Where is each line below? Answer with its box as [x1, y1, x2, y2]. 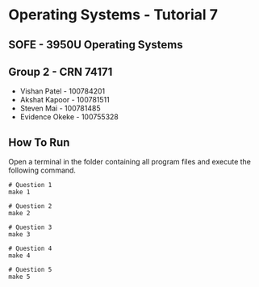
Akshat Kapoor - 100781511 [19, 95, 111, 105]
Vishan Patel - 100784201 [19, 86, 106, 96]
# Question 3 [8, 223, 52, 231]
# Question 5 [8, 266, 52, 274]
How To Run [8, 135, 70, 149]
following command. [8, 165, 77, 175]
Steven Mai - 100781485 [19, 103, 101, 114]
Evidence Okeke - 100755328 [19, 112, 119, 122]
